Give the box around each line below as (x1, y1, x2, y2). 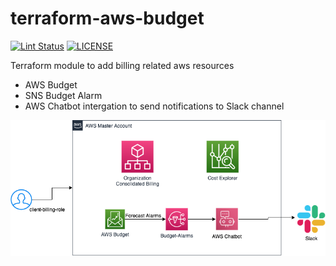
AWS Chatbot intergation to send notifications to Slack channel (24, 100, 285, 112)
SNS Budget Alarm (24, 89, 103, 101)
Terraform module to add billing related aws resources (10, 59, 235, 71)
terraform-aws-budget (10, 7, 205, 30)
